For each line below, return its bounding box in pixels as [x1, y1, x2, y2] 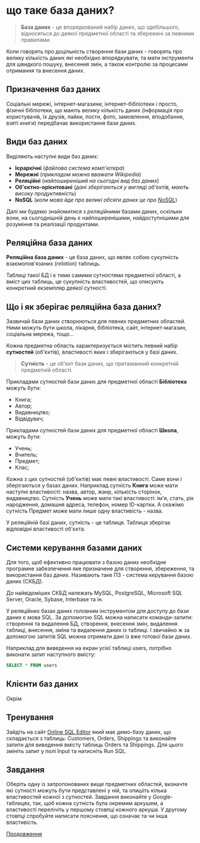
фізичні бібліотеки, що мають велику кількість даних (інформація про [6, 106, 184, 114]
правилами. [20, 36, 51, 43]
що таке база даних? [6, 4, 115, 17]
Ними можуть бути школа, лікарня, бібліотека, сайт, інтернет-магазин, [6, 324, 187, 332]
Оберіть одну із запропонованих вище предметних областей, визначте [6, 781, 188, 788]
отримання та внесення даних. [6, 67, 85, 74]
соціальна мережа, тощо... [6, 330, 75, 338]
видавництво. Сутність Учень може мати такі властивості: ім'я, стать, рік [6, 495, 194, 502]
